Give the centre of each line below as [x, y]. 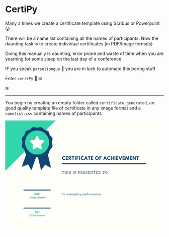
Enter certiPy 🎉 [21, 78]
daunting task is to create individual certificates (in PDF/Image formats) [79, 43]
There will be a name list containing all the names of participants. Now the [82, 38]
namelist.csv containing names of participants [54, 113]
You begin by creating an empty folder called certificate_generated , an [80, 102]
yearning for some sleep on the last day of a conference [63, 58]
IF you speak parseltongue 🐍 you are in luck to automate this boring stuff [80, 69]
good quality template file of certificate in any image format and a [73, 108]
